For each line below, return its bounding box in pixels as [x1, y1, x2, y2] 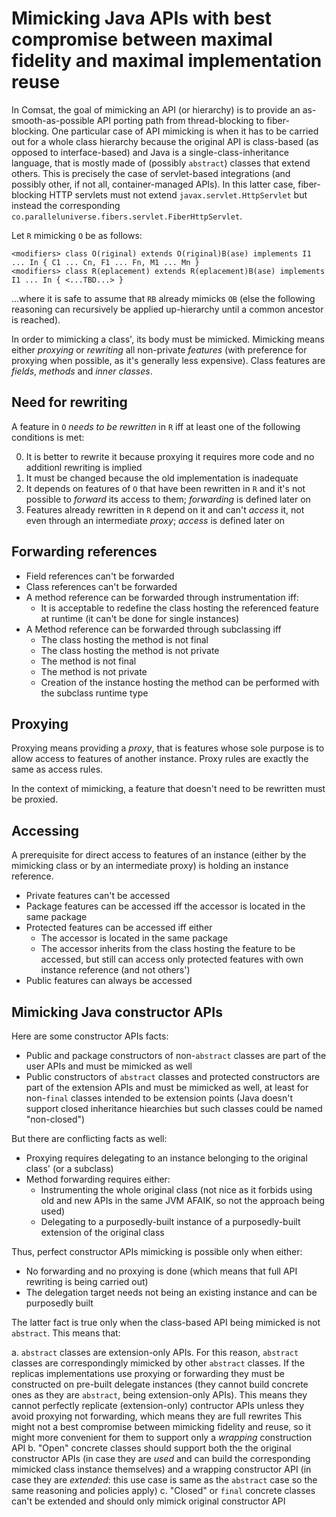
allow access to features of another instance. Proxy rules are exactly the [11, 753, 309, 765]
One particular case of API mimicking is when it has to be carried [51, 125, 319, 137]
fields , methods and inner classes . [11, 365, 153, 377]
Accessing [11, 822, 79, 839]
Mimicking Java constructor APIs [11, 1003, 223, 1021]
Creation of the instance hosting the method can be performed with [40, 676, 320, 688]
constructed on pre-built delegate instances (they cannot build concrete [11, 1378, 309, 1390]
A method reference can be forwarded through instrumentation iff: [25, 591, 299, 603]
